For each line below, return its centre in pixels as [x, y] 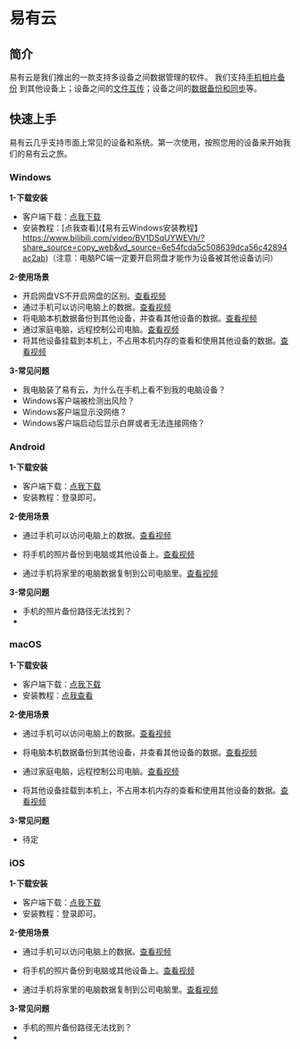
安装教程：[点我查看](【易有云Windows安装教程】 [112, 228]
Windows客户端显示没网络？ [75, 412]
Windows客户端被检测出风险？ [79, 401]
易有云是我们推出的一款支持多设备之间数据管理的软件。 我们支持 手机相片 [143, 77]
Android [27, 447]
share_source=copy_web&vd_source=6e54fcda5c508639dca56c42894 [154, 247]
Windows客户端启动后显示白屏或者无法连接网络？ [113, 423]
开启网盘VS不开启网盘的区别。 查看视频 [94, 296]
